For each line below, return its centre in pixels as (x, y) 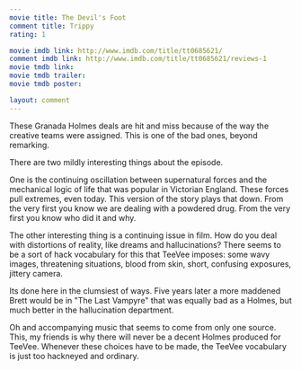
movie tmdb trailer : (48, 76)
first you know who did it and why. (73, 217)
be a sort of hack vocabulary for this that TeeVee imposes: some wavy (140, 254)
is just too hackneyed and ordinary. (74, 356)
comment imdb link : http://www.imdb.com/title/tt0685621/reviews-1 (138, 59)
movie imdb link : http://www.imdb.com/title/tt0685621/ (116, 50)
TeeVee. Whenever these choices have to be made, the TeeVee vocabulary (148, 346)
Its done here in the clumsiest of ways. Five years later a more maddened (145, 291)
